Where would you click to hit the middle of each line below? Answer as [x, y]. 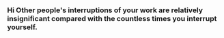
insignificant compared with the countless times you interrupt [112, 18]
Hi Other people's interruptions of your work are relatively [105, 10]
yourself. [22, 27]
